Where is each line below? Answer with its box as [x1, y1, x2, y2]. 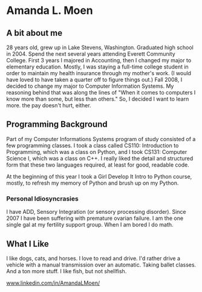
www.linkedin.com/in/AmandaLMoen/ [6, 279, 100, 287]
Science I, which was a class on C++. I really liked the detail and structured [6, 154, 194, 162]
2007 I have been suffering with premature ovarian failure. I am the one [6, 214, 183, 222]
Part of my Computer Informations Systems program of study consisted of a [6, 135, 196, 142]
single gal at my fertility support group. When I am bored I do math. [6, 221, 174, 228]
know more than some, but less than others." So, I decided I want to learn [6, 95, 189, 102]
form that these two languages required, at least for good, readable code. [6, 161, 189, 168]
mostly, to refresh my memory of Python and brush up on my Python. [6, 179, 179, 187]
